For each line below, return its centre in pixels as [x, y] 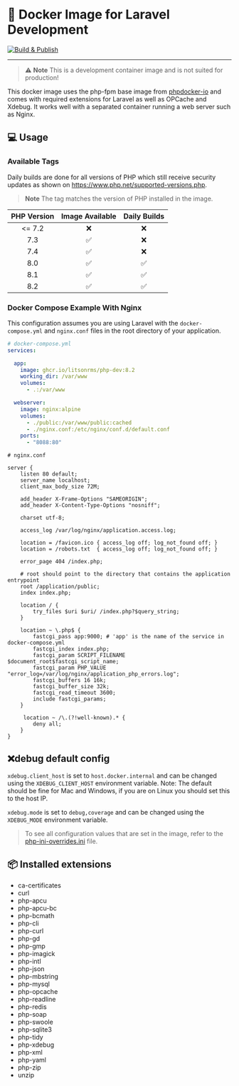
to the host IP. [28, 798]
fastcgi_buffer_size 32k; [71, 687]
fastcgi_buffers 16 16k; [70, 680]
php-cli [28, 923]
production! [42, 77]
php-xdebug [36, 1045]
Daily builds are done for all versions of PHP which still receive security [112, 177]
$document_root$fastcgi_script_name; [63, 662]
